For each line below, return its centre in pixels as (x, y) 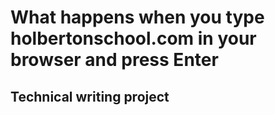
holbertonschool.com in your (133, 38)
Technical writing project (90, 96)
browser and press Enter (114, 60)
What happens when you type (137, 17)
